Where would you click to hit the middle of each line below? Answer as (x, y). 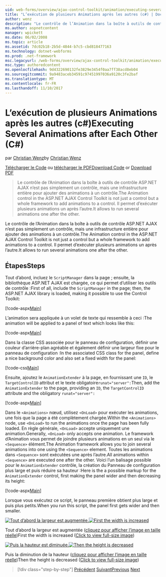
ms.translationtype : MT (30, 79)
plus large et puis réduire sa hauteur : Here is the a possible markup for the (81, 471)
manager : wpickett (24, 33)
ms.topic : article (24, 42)
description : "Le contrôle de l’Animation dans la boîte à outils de (78, 24)
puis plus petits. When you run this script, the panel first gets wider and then (82, 506)
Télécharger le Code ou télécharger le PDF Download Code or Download (78, 168)
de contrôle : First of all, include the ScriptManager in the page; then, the (78, 288)
